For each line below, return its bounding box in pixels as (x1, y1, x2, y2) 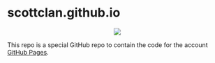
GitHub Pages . (7, 48, 49, 56)
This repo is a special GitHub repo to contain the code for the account (7, 40, 208, 49)
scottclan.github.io (7, 5, 121, 21)
